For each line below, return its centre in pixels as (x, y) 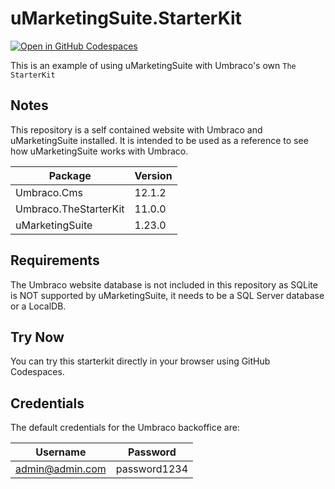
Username (61, 452)
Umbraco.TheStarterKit (70, 209)
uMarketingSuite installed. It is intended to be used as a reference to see (159, 140)
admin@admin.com (61, 469)
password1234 (152, 469)
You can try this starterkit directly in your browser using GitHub (140, 361)
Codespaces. (37, 372)
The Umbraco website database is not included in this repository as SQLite (164, 284)
